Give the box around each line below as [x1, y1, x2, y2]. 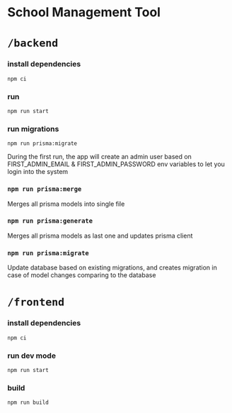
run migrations [7, 124, 59, 134]
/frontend [7, 296, 65, 309]
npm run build [7, 399, 50, 407]
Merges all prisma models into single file [7, 199, 125, 208]
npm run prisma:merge [7, 185, 82, 193]
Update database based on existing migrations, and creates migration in [7, 263, 217, 272]
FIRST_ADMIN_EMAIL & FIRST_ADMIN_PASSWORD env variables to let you [7, 160, 225, 168]
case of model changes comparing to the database [7, 271, 156, 279]
